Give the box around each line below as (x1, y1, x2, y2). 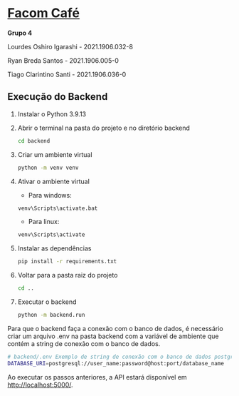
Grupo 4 (7, 29, 33, 37)
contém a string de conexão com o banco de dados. (7, 339, 161, 347)
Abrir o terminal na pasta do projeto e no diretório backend (17, 123, 191, 132)
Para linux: (28, 218, 60, 226)
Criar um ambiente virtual (17, 150, 92, 158)
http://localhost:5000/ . (7, 380, 73, 389)
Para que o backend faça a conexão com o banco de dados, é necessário (7, 324, 223, 332)
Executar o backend (17, 298, 77, 306)
